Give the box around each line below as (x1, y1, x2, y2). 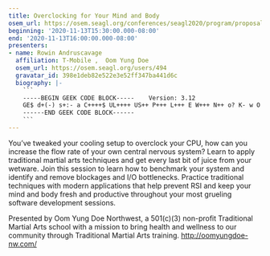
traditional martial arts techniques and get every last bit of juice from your (8, 155, 252, 165)
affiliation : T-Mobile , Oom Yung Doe (15, 57, 149, 65)
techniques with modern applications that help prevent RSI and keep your (8, 181, 252, 190)
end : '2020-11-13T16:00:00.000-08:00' (8, 34, 138, 43)
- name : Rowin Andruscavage (8, 49, 103, 57)
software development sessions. (8, 197, 117, 207)
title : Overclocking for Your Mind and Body (8, 11, 160, 20)
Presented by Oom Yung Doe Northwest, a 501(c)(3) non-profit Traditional (8, 213, 253, 223)
